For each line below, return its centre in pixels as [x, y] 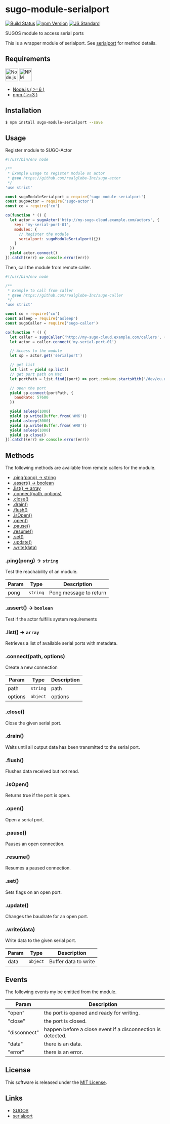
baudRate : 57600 [32, 397]
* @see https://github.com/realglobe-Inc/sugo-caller [65, 295]
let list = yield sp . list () [39, 370]
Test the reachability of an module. [41, 572]
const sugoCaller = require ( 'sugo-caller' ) [52, 323]
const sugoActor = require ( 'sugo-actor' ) [50, 201]
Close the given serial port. [33, 723]
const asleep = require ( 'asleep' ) [42, 318]
